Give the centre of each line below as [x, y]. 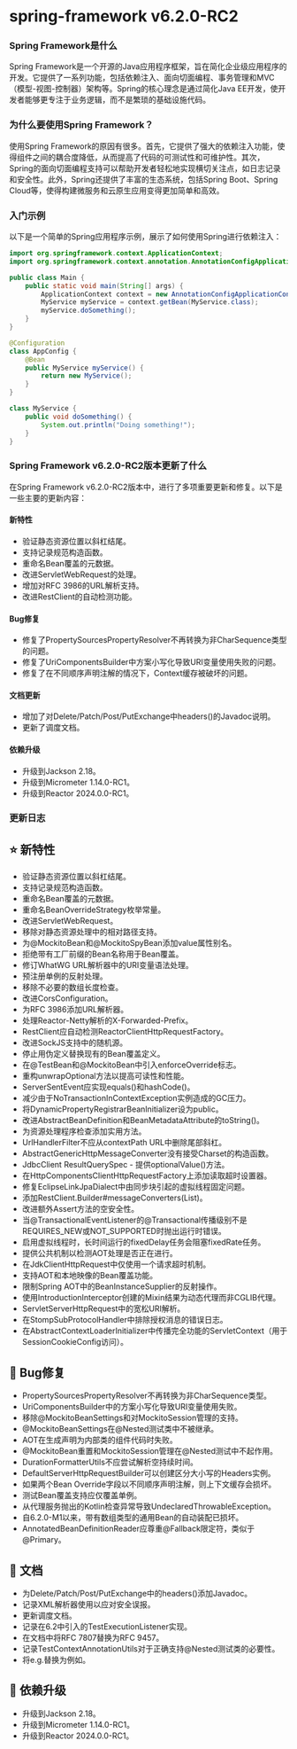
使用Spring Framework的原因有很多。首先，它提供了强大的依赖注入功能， [144, 146]
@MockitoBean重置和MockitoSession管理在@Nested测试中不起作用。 [150, 1451]
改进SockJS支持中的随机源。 [75, 1042]
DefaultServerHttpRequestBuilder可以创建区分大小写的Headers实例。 [148, 1473]
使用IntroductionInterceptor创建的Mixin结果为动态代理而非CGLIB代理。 [151, 1298]
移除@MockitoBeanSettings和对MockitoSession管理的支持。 [132, 1418]
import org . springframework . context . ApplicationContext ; [116, 254]
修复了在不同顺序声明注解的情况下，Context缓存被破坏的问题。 [137, 673]
